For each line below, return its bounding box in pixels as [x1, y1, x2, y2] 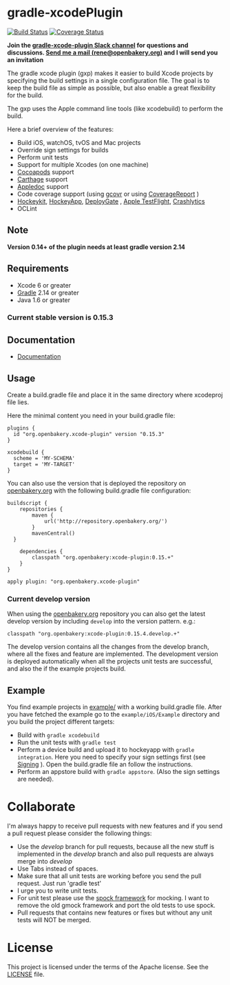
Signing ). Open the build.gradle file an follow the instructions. [17, 760, 193, 768]
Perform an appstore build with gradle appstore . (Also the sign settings [17, 768, 220, 776]
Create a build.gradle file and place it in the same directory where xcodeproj [7, 391, 223, 399]
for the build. [7, 91, 43, 99]
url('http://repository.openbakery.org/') [43, 518, 168, 525]
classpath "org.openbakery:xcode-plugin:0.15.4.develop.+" [7, 630, 180, 637]
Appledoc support [17, 182, 69, 190]
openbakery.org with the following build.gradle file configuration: [7, 486, 191, 495]
